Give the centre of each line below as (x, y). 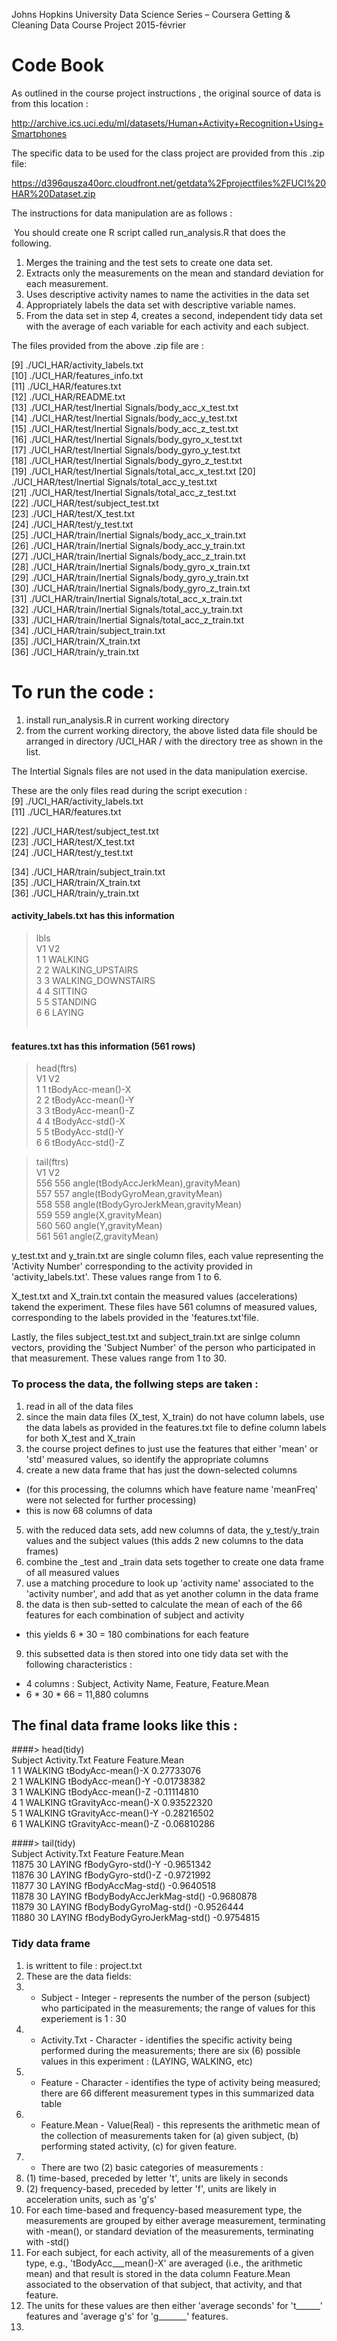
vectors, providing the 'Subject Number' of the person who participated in (163, 1348)
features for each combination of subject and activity (135, 1615)
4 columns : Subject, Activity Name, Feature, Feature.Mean (147, 1683)
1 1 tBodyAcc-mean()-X (83, 1090)
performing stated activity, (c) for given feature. (139, 2146)
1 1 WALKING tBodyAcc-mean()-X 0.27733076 (106, 1771)
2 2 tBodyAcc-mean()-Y (85, 1100)
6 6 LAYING (59, 1013)
